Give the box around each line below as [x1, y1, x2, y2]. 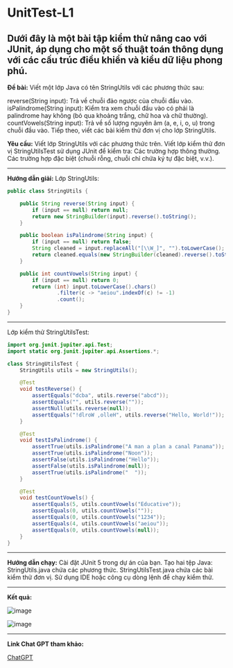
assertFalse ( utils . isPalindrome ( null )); [32, 462, 150, 469]
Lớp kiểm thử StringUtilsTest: [7, 328, 90, 336]
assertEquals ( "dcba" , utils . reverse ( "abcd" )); [32, 392, 169, 399]
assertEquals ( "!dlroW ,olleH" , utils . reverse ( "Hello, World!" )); [32, 411, 225, 419]
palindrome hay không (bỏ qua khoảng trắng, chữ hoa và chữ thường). [7, 112, 208, 119]
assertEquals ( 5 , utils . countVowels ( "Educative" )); [32, 501, 182, 508]
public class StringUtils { [7, 188, 89, 195]
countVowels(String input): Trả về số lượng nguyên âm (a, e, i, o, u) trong [7, 119, 215, 127]
